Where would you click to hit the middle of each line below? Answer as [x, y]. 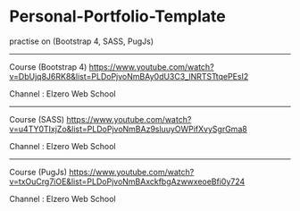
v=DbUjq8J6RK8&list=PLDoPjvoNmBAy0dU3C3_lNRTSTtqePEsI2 [129, 76]
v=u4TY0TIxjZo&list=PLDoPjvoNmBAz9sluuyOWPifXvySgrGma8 [128, 129]
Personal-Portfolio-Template [117, 17]
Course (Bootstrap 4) [48, 67]
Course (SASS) [37, 119]
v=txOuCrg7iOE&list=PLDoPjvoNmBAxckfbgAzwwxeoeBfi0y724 [127, 181]
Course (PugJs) [38, 172]
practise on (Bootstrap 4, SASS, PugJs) [82, 41]
